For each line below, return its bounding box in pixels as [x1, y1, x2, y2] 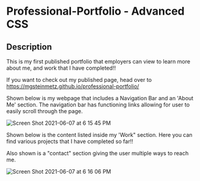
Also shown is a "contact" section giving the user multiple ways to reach [6, 150, 189, 157]
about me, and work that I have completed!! [6, 64, 116, 72]
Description [6, 42, 52, 52]
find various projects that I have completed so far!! [6, 138, 133, 145]
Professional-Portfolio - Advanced [6, 4, 185, 18]
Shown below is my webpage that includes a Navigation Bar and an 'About [6, 95, 194, 102]
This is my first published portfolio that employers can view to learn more [6, 58, 191, 65]
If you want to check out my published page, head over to [6, 76, 152, 83]
